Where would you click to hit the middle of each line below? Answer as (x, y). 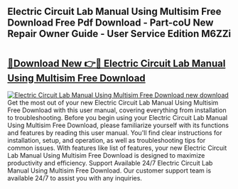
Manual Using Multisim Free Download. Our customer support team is (109, 171)
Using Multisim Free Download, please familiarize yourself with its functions (118, 125)
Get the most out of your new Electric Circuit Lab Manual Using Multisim (113, 103)
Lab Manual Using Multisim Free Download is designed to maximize (106, 155)
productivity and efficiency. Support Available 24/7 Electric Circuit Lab (110, 163)
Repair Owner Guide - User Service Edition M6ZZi (119, 34)
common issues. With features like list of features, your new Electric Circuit (117, 148)
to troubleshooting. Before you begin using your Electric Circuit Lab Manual (118, 118)
